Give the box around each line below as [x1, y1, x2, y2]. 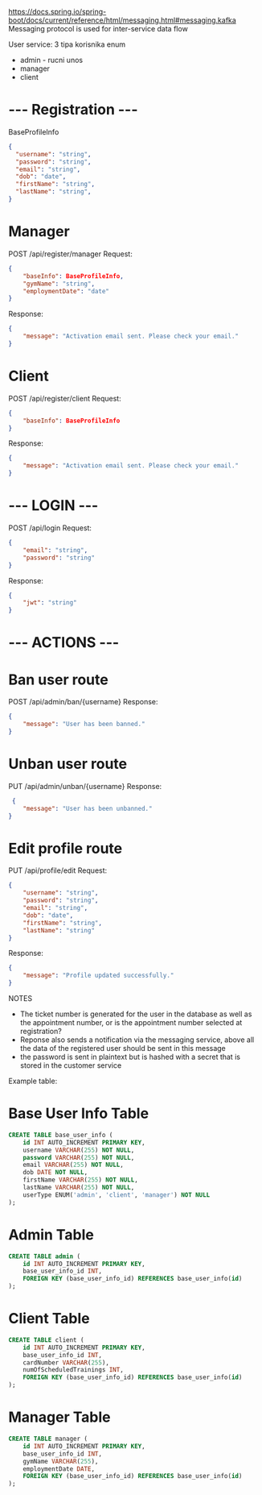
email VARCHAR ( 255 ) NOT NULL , [23, 1161, 125, 1169]
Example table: [8, 1076, 58, 1086]
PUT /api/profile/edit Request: [8, 866, 108, 875]
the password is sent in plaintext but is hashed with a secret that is [19, 1052, 241, 1061]
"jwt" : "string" [23, 599, 78, 607]
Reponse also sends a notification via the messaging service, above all [19, 1035, 255, 1044]
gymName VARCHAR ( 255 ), [23, 1457, 99, 1465]
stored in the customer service [19, 1061, 122, 1070]
